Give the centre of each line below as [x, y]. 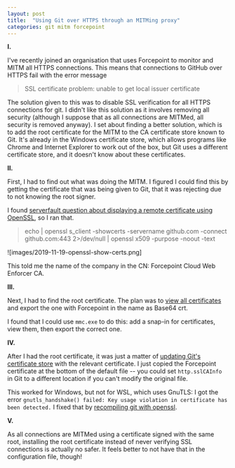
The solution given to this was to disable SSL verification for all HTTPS [109, 102]
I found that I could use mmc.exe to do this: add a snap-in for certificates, [112, 322]
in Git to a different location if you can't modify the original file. [98, 379]
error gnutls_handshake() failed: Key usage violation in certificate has [117, 400]
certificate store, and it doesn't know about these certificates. [96, 154]
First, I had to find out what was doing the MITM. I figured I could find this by [118, 182]
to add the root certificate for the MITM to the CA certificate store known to [116, 132]
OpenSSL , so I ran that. [41, 218]
